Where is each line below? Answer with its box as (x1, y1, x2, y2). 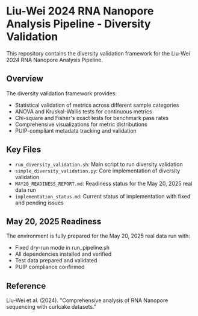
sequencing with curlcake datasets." (6, 303, 97, 311)
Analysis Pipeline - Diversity (6, 17, 151, 31)
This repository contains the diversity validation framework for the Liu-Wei (6, 49, 191, 57)
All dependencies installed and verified (14, 250, 112, 258)
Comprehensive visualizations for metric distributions (14, 121, 147, 128)
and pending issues (14, 199, 64, 206)
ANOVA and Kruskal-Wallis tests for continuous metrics (14, 107, 152, 115)
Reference (6, 280, 46, 291)
